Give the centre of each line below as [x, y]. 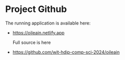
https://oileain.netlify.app [38, 32]
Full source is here [32, 42]
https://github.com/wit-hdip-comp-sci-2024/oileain [66, 52]
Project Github [36, 9]
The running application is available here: [48, 23]
